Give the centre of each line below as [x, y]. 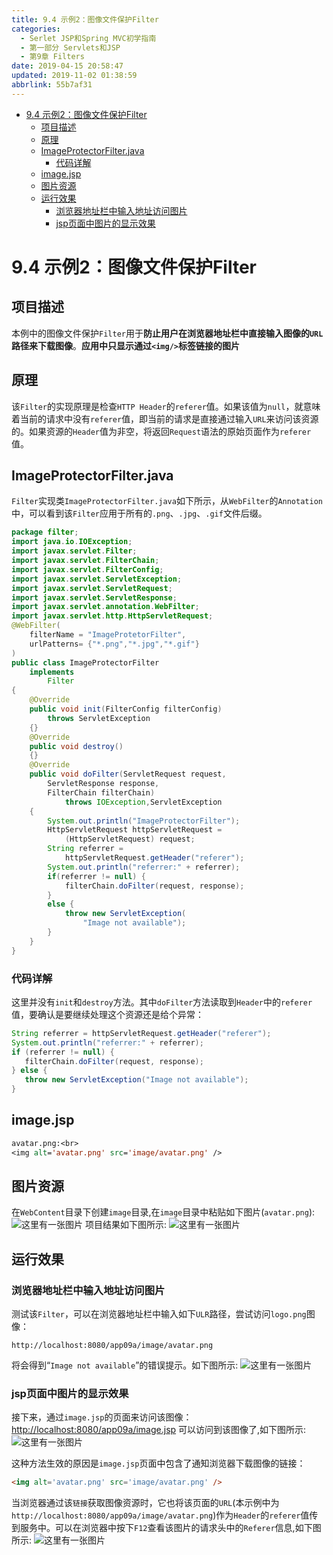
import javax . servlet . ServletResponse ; [94, 597]
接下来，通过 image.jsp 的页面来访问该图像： [102, 1417]
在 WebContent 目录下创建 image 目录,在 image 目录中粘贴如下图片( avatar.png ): [163, 1212]
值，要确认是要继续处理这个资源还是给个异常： [107, 1014]
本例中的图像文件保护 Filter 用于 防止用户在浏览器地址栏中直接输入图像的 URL [167, 333]
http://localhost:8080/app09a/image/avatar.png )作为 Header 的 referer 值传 [165, 1515]
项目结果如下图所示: [125, 1225]
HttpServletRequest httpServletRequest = [135, 830]
